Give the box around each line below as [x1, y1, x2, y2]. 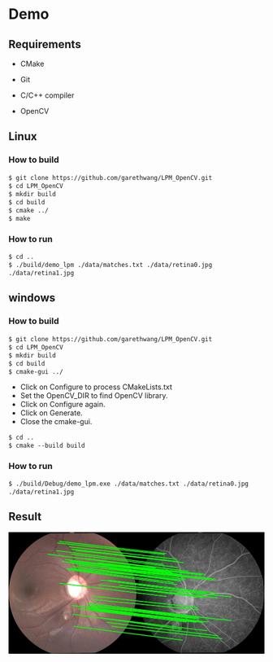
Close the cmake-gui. [19, 416, 93, 426]
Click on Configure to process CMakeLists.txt [19, 382, 173, 392]
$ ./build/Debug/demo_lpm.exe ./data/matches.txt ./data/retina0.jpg [8, 480, 249, 488]
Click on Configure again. [19, 399, 106, 409]
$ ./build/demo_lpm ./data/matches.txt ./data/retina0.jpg [8, 261, 213, 269]
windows [8, 291, 56, 305]
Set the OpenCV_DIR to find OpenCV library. [19, 390, 168, 400]
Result [8, 510, 42, 524]
